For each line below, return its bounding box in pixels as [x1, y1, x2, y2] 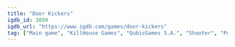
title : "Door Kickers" [7, 10, 73, 17]
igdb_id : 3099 [7, 17, 49, 23]
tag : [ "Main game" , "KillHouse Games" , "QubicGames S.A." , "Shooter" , [7, 29, 218, 37]
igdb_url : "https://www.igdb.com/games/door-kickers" [7, 23, 168, 30]
